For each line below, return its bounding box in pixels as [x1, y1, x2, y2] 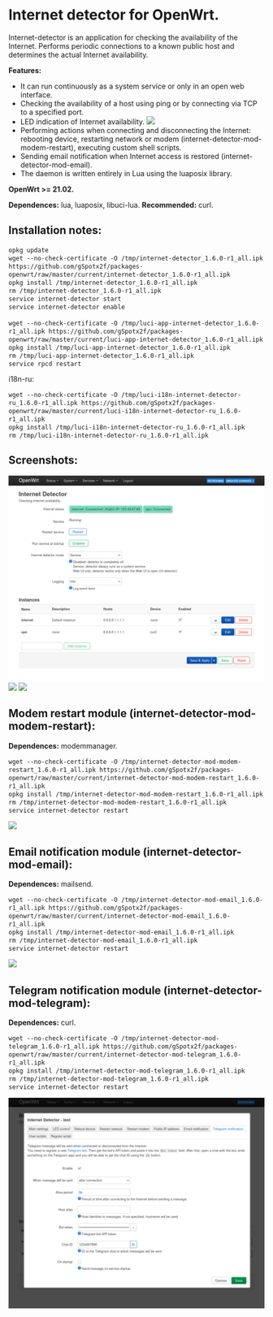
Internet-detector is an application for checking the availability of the [8, 32, 238, 42]
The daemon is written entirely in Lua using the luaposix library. [19, 168, 233, 178]
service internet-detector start [8, 295, 122, 303]
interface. [19, 89, 53, 99]
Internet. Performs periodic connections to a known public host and [8, 41, 235, 50]
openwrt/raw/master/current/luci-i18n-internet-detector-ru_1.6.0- [8, 407, 242, 415]
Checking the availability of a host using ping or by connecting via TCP [19, 98, 258, 108]
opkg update [8, 246, 49, 254]
